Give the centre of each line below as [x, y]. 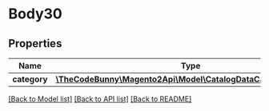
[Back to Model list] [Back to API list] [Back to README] [100, 99]
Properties [35, 44]
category [30, 79]
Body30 [35, 14]
